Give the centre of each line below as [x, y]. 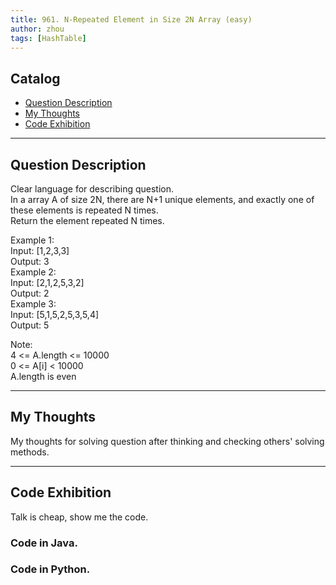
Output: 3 [30, 261]
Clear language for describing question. [92, 189]
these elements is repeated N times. [84, 210]
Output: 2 [30, 293]
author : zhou [37, 29]
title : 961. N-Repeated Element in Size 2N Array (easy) [131, 19]
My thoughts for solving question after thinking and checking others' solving [167, 441]
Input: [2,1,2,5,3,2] [47, 282]
